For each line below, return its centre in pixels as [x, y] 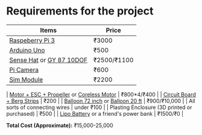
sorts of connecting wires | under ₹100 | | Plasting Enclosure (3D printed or [99, 107]
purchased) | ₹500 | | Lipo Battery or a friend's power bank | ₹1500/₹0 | [95, 113]
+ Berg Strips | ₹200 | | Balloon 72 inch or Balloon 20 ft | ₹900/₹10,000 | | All [101, 101]
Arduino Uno [27, 50]
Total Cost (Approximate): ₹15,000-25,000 [60, 125]
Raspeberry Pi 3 [32, 40]
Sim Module [26, 80]
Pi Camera [24, 69]
